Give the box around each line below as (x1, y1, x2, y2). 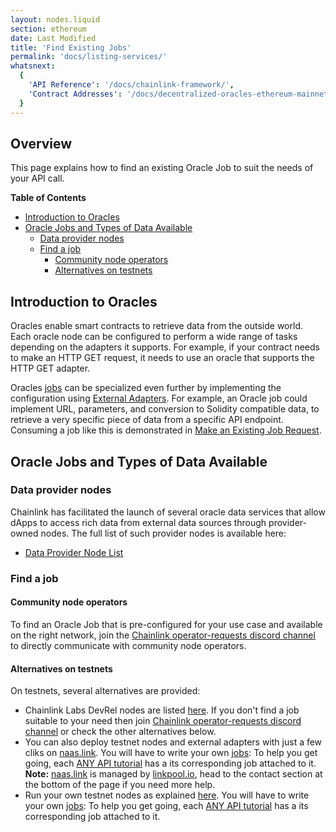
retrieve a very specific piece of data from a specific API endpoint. (10, 414, 284, 426)
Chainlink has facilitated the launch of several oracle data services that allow (10, 506, 326, 518)
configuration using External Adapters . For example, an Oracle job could (10, 392, 308, 405)
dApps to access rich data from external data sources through (10, 516, 267, 528)
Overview (10, 135, 73, 152)
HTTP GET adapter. (10, 362, 91, 375)
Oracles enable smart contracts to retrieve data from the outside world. (10, 320, 303, 332)
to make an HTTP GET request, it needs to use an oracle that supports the (10, 352, 315, 364)
